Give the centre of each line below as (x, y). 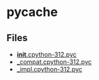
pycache (32, 12)
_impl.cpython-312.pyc (49, 69)
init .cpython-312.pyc (47, 54)
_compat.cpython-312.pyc (54, 62)
